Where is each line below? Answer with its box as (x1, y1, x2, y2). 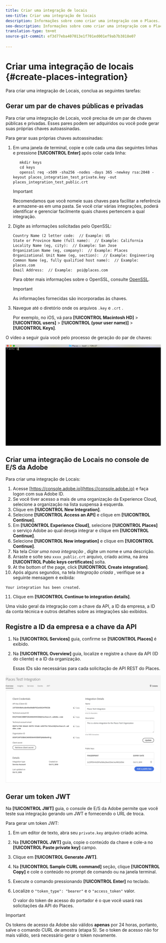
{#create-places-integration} (5, 71, 129, 83)
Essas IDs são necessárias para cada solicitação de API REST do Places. (12, 665, 161, 671)
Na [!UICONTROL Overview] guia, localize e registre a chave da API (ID (12, 650, 159, 656)
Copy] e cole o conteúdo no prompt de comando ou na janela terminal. (12, 869, 157, 875)
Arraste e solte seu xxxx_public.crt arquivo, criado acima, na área (12, 554, 148, 560)
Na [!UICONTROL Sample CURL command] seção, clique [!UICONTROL (12, 864, 160, 870)
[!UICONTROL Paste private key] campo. (12, 845, 98, 850)
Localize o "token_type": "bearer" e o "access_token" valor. (12, 888, 135, 894)
